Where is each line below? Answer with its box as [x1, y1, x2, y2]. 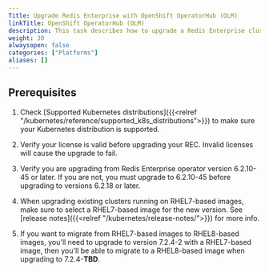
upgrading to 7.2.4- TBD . [19, 254, 100, 264]
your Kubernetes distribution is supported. [19, 124, 160, 134]
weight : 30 [8, 34, 45, 42]
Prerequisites [8, 86, 77, 100]
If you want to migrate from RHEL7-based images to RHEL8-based [19, 229, 240, 238]
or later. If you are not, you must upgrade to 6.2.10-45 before [30, 172, 231, 182]
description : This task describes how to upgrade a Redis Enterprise [8, 26, 246, 34]
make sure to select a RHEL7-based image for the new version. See [19, 205, 243, 214]
